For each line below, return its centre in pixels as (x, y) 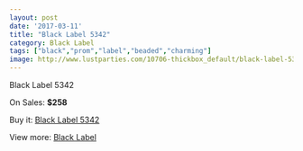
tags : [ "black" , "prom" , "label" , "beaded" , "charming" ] (110, 51)
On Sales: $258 (38, 102)
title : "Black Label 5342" (60, 34)
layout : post (34, 18)
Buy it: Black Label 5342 (55, 120)
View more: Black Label (53, 137)
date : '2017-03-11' (46, 26)
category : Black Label (52, 43)
